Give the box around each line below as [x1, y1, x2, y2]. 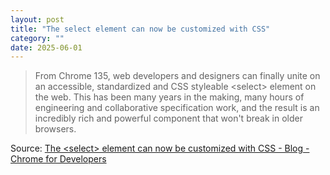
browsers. [34, 123, 77, 135]
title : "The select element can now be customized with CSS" [10, 24, 271, 34]
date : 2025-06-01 [10, 42, 83, 53]
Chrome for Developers [10, 153, 107, 165]
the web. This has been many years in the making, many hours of [34, 91, 305, 103]
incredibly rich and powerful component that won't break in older [34, 112, 303, 125]
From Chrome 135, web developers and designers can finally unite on [34, 70, 321, 82]
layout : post [10, 14, 65, 25]
